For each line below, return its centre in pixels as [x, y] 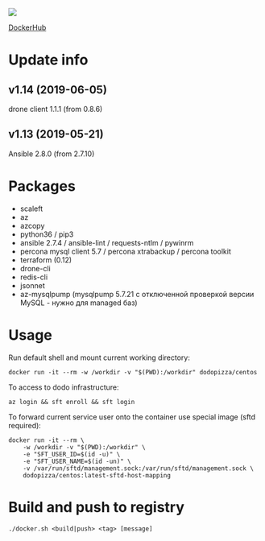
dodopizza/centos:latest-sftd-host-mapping [97, 475]
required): [25, 425]
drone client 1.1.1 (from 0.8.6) [56, 109]
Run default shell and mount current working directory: [99, 357]
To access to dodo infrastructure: [64, 387]
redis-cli [34, 277]
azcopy [32, 225]
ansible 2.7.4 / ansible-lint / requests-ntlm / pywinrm [107, 242]
